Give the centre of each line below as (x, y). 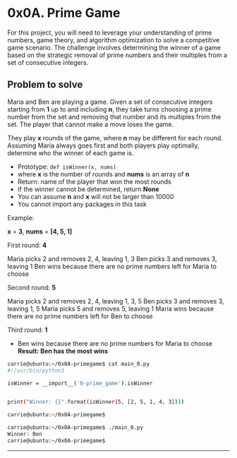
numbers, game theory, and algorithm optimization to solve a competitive (114, 40)
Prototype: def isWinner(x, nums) (67, 167)
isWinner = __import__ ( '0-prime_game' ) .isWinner (80, 383)
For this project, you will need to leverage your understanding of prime (110, 32)
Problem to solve (45, 85)
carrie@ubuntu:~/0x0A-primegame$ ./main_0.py (75, 428)
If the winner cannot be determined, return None (89, 189)
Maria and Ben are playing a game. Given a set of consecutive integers (110, 102)
